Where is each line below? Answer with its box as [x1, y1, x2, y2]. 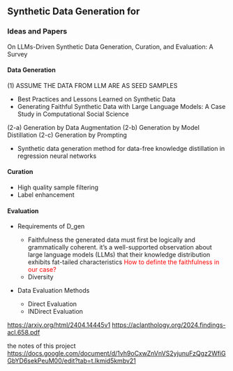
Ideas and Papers [7, 27, 68, 36]
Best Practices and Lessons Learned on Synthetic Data [17, 94, 176, 103]
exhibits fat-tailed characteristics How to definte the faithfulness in [27, 258, 220, 266]
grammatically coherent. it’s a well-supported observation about [27, 243, 213, 252]
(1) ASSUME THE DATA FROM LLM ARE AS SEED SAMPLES [7, 81, 178, 89]
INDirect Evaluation [27, 307, 84, 316]
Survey [7, 50, 28, 58]
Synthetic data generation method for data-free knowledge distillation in [17, 144, 225, 152]
